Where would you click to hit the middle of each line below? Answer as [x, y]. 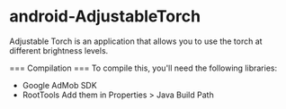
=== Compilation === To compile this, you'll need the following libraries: [143, 68]
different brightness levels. [59, 50]
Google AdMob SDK [59, 85]
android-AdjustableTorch [105, 17]
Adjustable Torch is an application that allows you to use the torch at [136, 41]
